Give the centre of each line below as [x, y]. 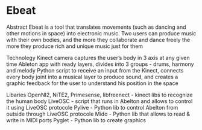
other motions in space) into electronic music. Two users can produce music [101, 33]
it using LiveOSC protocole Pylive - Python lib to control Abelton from [92, 107]
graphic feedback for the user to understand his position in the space [93, 83]
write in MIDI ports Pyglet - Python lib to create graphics [76, 120]
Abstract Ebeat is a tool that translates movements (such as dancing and [96, 27]
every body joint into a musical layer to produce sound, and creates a [92, 77]
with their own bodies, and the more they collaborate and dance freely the [98, 40]
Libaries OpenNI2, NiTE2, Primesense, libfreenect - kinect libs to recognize [99, 95]
